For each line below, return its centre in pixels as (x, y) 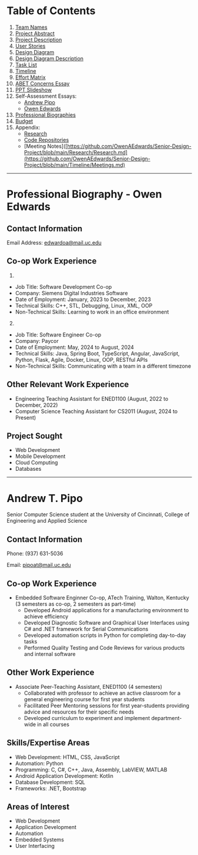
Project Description (38, 39)
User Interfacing (35, 846)
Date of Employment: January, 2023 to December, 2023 (83, 299)
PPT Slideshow (33, 90)
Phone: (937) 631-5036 (35, 554)
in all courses (53, 724)
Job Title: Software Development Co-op (63, 286)
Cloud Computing (36, 463)
